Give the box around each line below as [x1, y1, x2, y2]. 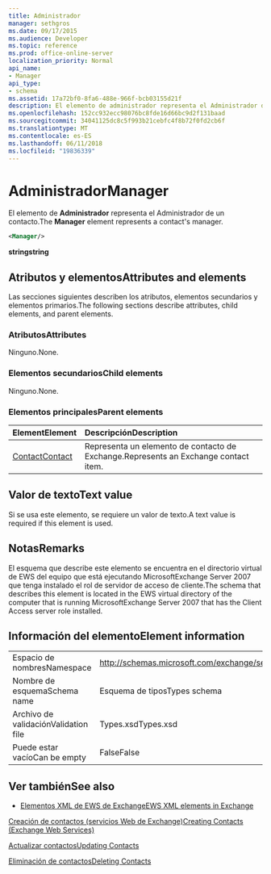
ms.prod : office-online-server [8, 49, 114, 57]
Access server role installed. [8, 606, 103, 616]
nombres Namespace [12, 663, 92, 674]
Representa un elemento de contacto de [84, 441, 236, 452]
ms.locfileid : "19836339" [8, 147, 95, 155]
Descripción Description [84, 427, 178, 438]
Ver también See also [8, 780, 115, 793]
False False [99, 747, 140, 759]
